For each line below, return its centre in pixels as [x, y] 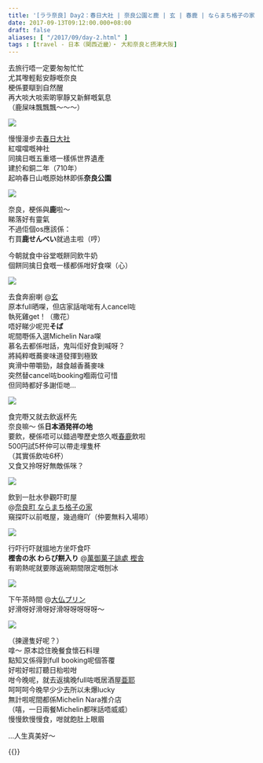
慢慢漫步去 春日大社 [39, 139]
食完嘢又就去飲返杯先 [42, 416]
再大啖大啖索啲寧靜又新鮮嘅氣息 [60, 97]
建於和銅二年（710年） [45, 168]
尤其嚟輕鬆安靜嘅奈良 [42, 78]
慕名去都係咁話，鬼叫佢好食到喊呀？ [67, 346]
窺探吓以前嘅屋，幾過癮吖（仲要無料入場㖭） [80, 517]
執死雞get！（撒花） [41, 317]
